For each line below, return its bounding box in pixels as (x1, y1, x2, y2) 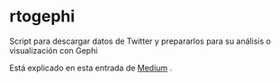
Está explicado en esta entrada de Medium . (9, 62, 173, 73)
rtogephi (9, 6, 76, 27)
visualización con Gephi (9, 45, 98, 55)
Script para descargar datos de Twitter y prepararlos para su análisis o (9, 36, 272, 46)
